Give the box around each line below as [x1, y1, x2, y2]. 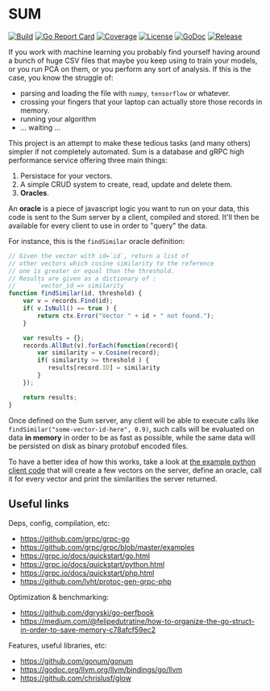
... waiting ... [19, 122, 61, 132]
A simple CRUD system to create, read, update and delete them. [19, 179, 233, 189]
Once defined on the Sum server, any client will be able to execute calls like [8, 416, 260, 425]
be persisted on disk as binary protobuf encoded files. [8, 441, 189, 451]
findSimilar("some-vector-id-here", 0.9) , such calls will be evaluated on [8, 424, 255, 433]
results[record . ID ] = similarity [48, 364, 160, 372]
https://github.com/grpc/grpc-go [19, 534, 131, 544]
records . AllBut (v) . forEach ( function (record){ [23, 341, 179, 350]
